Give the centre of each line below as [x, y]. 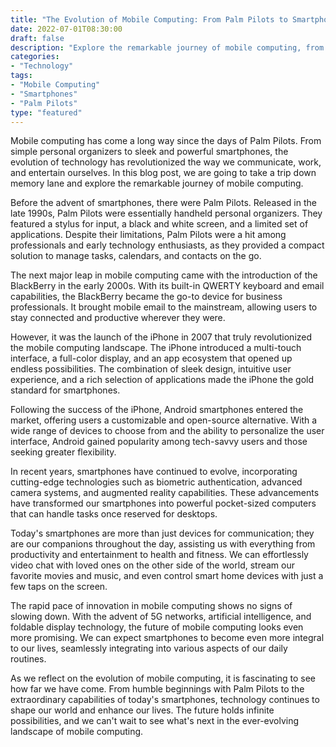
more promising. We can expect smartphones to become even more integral [167, 638]
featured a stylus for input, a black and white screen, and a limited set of [159, 224]
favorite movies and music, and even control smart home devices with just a [167, 576]
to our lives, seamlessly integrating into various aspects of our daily [149, 648]
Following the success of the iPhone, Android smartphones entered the [157, 410]
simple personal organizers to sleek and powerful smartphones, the [149, 152]
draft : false [37, 38]
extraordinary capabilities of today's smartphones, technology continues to [165, 700]
